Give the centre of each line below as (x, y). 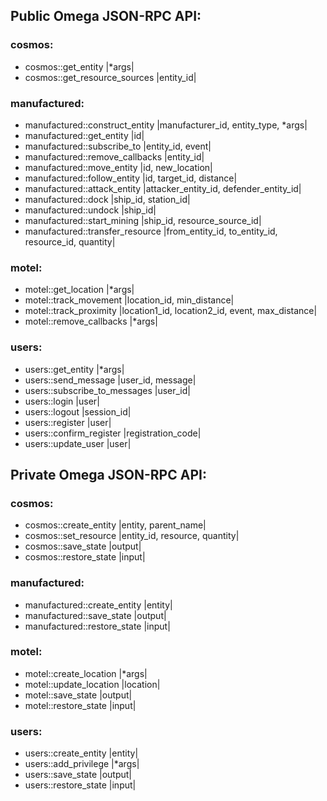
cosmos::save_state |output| (83, 546)
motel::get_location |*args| (79, 290)
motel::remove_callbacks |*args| (91, 321)
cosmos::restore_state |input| (85, 557)
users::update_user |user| (78, 443)
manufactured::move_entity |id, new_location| (118, 167)
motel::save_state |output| (78, 695)
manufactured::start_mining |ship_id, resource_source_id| (143, 220)
